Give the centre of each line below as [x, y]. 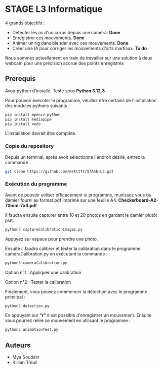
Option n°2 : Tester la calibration [38, 282]
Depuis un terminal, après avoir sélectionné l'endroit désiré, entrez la [75, 157]
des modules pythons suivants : [38, 106]
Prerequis [20, 79]
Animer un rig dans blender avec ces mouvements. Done [70, 43]
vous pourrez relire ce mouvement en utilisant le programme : [68, 320]
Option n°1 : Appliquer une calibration [43, 272]
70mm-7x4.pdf [21, 205]
